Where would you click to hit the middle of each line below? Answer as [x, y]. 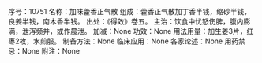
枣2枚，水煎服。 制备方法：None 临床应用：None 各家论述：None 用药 [124, 41]
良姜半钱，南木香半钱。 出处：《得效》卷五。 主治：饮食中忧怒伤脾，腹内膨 [129, 21]
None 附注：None [51, 51]
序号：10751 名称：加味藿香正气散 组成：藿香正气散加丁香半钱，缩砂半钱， [129, 11]
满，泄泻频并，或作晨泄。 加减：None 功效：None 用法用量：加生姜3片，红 [131, 31]
